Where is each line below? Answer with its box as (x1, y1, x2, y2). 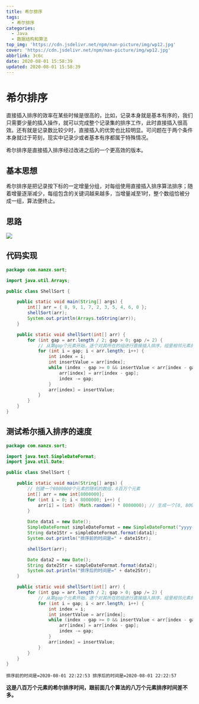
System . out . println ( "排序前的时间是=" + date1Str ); (27, 535, 152, 541)
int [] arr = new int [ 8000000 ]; (27, 491, 105, 497)
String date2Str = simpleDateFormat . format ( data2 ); (27, 562, 158, 568)
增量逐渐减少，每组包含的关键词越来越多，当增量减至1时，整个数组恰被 (11, 190, 185, 197)
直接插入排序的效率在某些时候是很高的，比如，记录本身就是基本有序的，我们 (6, 112, 193, 119)
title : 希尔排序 (6, 8, 43, 15)
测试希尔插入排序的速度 (6, 427, 92, 437)
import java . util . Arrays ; (6, 277, 70, 283)
